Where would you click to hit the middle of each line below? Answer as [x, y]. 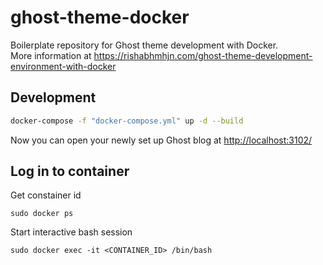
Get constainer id [46, 195]
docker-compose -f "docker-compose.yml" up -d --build [127, 121]
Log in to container [70, 171]
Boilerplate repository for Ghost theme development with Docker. [144, 45]
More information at [51, 55]
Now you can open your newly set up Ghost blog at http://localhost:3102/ [161, 140]
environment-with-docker [63, 66]
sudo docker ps [42, 214]
